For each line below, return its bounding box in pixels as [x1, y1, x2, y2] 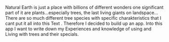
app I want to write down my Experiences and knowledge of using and [5, 26, 152, 32]
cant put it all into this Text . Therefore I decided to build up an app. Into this [5, 20, 163, 26]
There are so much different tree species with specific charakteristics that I [5, 15, 161, 21]
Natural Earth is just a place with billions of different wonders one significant [5, 5, 164, 10]
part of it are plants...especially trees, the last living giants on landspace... [5, 10, 158, 16]
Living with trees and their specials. [5, 31, 79, 37]
